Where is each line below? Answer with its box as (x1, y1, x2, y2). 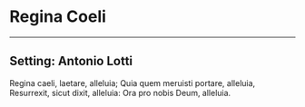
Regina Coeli (9, 6, 107, 27)
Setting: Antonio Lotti (9, 53, 133, 69)
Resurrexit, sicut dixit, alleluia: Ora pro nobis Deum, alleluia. (9, 87, 231, 98)
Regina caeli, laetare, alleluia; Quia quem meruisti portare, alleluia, (9, 77, 256, 88)
